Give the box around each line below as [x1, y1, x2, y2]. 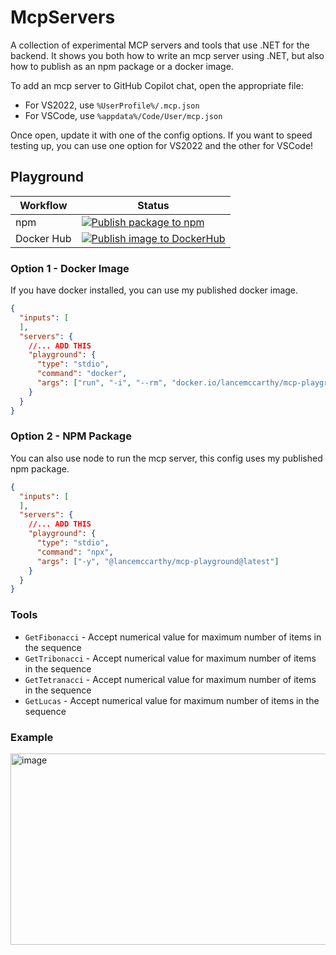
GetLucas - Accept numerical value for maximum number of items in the [24, 694, 320, 706]
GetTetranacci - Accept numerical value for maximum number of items [24, 673, 317, 685]
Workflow [19, 198, 68, 212]
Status [137, 198, 170, 212]
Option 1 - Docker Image [10, 261, 130, 275]
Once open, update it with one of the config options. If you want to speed [10, 129, 313, 141]
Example [10, 730, 54, 744]
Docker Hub [15, 231, 72, 245]
